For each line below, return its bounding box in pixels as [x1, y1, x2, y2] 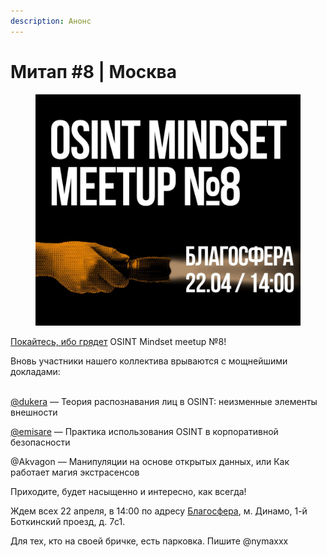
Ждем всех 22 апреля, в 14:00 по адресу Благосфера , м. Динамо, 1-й [10, 505, 308, 517]
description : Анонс [10, 16, 92, 26]
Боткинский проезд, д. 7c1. [10, 515, 126, 527]
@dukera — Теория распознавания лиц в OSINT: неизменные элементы [10, 395, 318, 407]
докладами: [10, 365, 61, 377]
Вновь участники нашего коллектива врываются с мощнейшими [10, 355, 288, 367]
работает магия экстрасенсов [10, 466, 140, 478]
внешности [10, 406, 58, 418]
